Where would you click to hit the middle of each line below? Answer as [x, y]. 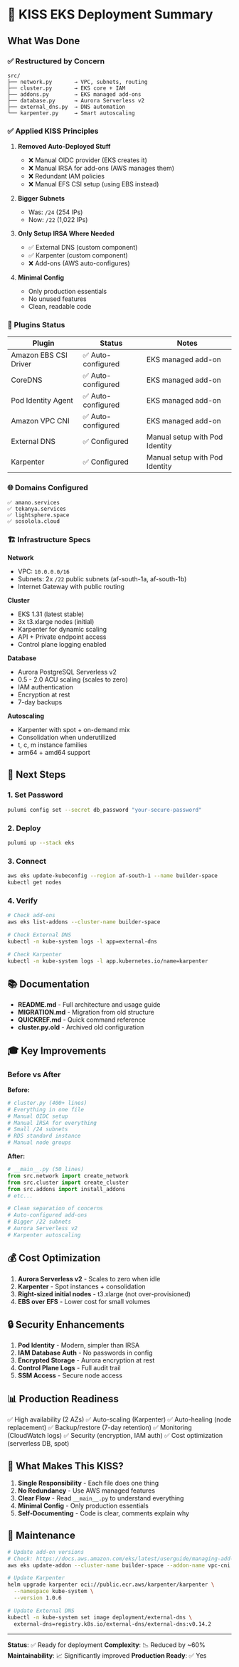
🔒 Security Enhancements [66, 1324]
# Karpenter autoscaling [44, 1235]
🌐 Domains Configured [48, 488]
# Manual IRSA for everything [52, 1123]
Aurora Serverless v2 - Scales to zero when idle [89, 1279]
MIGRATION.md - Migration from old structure [86, 1012]
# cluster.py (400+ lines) [47, 1103]
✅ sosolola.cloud [34, 521]
